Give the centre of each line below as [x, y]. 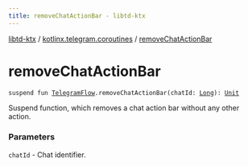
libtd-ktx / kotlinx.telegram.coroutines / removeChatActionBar [110, 39]
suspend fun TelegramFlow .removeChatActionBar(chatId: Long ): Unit [124, 93]
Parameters [31, 137]
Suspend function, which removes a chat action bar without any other [124, 108]
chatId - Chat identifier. [47, 155]
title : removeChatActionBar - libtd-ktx [77, 16]
